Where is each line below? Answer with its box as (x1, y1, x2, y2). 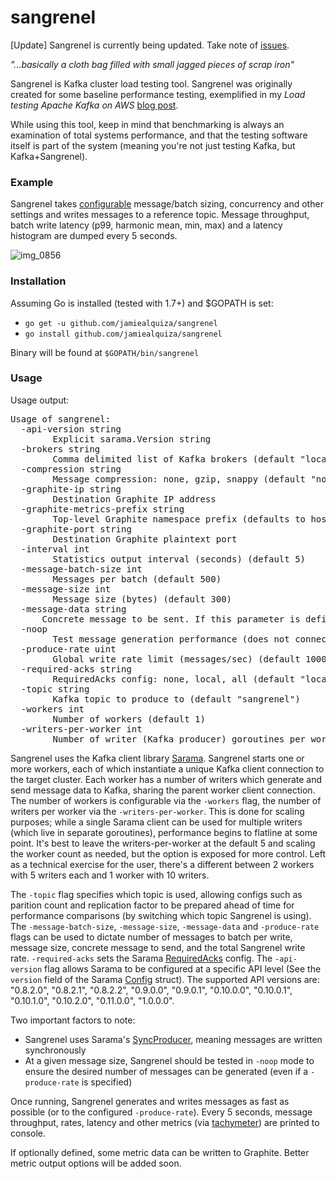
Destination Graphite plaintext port (52, 533, 238, 545)
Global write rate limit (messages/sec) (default (52, 653, 301, 665)
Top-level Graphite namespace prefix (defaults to (52, 513, 307, 525)
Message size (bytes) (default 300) (52, 593, 233, 605)
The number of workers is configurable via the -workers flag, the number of (10, 794, 322, 806)
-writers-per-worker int (20, 723, 143, 735)
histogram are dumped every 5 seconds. (10, 230, 178, 242)
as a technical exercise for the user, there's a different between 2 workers (10, 858, 315, 870)
